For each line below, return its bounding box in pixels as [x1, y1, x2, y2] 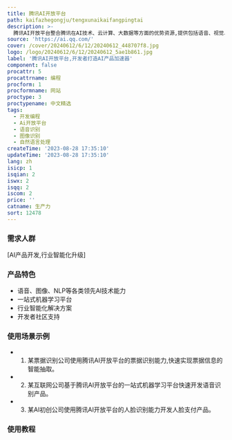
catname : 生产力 [7, 203, 51, 210]
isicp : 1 [7, 164, 32, 172]
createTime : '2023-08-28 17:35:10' [7, 145, 110, 152]
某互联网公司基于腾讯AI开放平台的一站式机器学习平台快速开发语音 [27, 381, 215, 389]
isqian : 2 [7, 171, 36, 178]
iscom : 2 [7, 190, 32, 197]
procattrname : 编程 [7, 74, 61, 82]
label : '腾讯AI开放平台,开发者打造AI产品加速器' [7, 55, 133, 62]
